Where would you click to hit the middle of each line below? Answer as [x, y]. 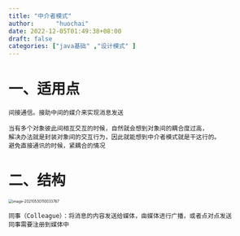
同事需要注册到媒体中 [39, 225]
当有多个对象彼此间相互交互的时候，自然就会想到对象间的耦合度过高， [109, 129]
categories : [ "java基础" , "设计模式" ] [72, 46]
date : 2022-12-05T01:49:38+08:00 [65, 31]
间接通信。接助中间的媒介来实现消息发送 [66, 113]
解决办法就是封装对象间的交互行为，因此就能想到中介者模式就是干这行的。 [115, 138]
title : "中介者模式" [40, 16]
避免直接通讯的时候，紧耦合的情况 [57, 146]
